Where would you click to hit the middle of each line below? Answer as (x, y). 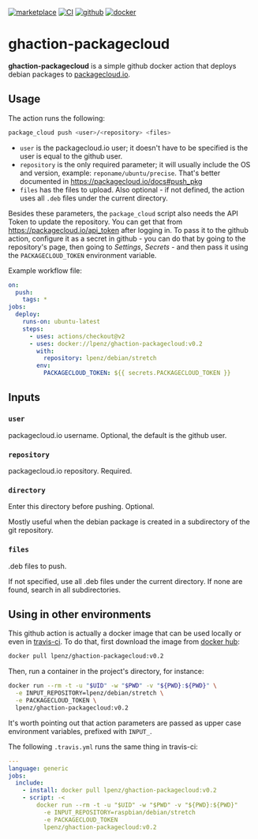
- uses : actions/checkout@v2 (77, 336)
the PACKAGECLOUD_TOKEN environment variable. (82, 255)
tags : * (35, 300)
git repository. (31, 530)
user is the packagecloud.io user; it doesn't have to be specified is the (134, 148)
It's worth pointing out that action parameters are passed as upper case (125, 723)
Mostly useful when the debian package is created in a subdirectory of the (129, 522)
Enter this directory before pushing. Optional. (82, 507)
